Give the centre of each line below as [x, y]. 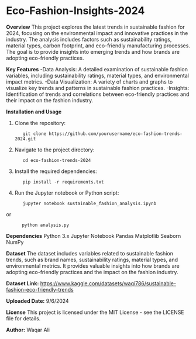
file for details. [23, 318]
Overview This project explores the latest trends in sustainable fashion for [96, 27]
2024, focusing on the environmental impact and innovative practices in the [97, 33]
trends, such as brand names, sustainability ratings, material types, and [92, 260]
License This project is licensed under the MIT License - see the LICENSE [95, 312]
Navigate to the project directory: [54, 150]
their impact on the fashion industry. [50, 100]
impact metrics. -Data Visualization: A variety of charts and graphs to [90, 82]
